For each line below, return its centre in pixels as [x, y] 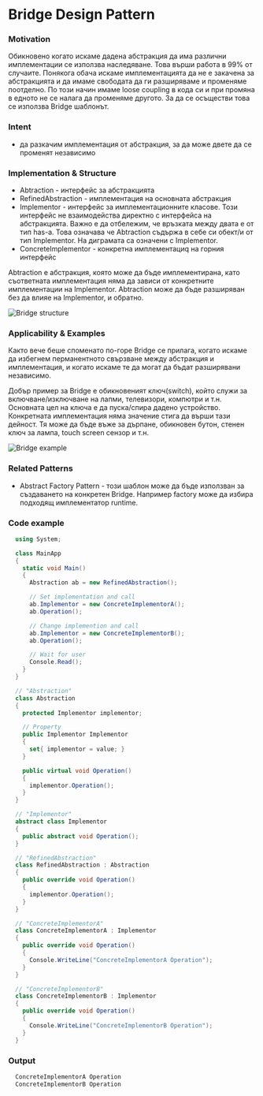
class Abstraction [46, 698]
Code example [36, 523]
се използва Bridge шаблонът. [59, 106]
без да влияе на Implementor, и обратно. [76, 298]
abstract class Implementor [61, 822]
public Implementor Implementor [75, 735]
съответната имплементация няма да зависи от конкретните [111, 281]
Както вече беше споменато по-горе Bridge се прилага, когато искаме [128, 350]
